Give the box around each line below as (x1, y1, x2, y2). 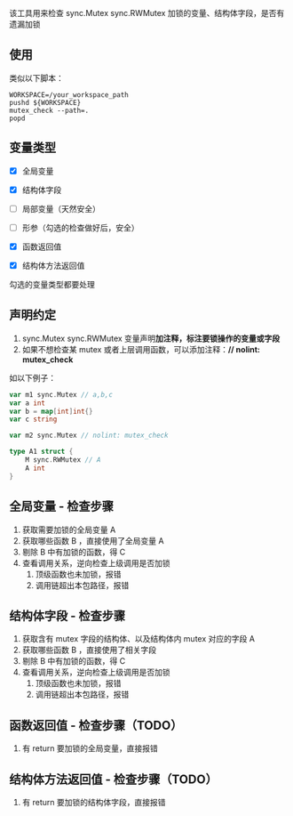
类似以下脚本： (9, 72, 64, 83)
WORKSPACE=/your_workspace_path (9, 90, 129, 100)
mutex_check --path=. (9, 106, 90, 115)
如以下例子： (9, 372, 56, 383)
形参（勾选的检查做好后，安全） (21, 222, 139, 233)
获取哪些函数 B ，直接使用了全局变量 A (21, 535, 164, 545)
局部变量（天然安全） (21, 203, 100, 214)
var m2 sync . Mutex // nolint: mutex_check (9, 431, 169, 440)
